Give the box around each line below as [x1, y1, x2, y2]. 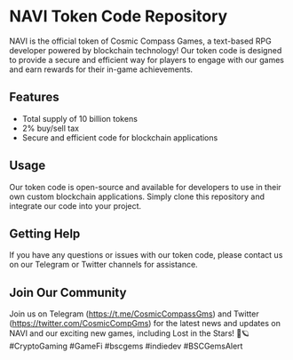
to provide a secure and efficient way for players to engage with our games [9, 54, 284, 65]
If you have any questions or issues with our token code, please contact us [9, 250, 283, 260]
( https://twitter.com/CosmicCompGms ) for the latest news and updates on [9, 318, 281, 329]
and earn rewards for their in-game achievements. [9, 64, 194, 75]
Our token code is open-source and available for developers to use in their [9, 181, 281, 192]
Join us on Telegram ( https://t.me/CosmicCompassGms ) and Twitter [9, 308, 259, 319]
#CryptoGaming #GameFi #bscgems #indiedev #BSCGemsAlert [9, 340, 243, 352]
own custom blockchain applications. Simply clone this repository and [9, 191, 265, 202]
